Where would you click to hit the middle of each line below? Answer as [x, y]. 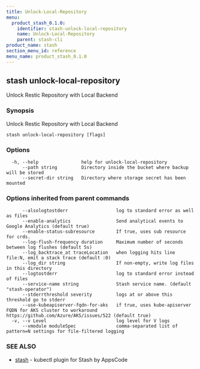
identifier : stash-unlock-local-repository [72, 28]
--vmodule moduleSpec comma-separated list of [100, 326]
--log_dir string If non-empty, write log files [108, 263]
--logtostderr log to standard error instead [108, 274]
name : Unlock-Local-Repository [56, 34]
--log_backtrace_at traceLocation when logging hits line [99, 253]
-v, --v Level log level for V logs [91, 321]
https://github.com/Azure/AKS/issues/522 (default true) [79, 316]
